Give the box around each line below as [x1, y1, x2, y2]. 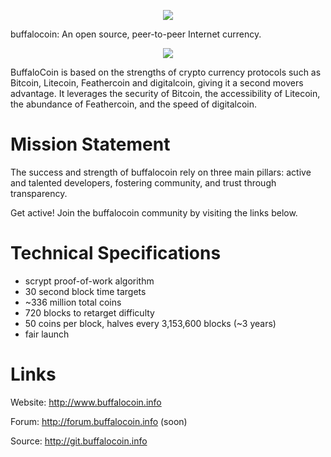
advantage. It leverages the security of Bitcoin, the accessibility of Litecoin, [10, 88, 321, 99]
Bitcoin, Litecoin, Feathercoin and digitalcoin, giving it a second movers [10, 77, 304, 89]
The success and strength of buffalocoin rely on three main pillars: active [10, 166, 312, 178]
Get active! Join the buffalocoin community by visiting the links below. [10, 206, 298, 219]
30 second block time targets [24, 285, 147, 297]
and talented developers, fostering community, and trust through [10, 176, 277, 189]
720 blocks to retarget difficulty [24, 306, 155, 319]
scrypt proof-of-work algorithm [24, 275, 155, 287]
